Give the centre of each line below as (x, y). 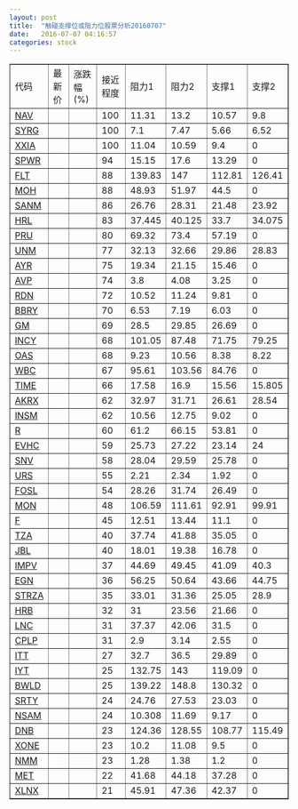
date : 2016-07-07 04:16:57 (63, 34)
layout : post (33, 17)
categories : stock (43, 42)
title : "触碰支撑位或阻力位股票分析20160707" (88, 26)
